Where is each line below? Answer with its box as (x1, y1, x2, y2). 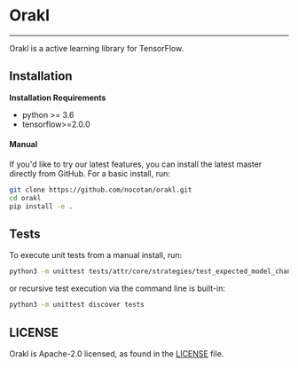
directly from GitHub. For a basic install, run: (9, 168, 171, 178)
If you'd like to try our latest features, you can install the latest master (9, 159, 263, 169)
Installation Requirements (9, 92, 106, 103)
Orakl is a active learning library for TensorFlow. (9, 43, 184, 53)
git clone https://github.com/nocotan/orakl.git (9, 185, 192, 194)
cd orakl (9, 193, 42, 202)
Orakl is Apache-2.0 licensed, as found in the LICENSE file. (9, 348, 224, 359)
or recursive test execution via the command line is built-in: (9, 283, 226, 294)
